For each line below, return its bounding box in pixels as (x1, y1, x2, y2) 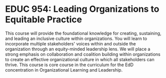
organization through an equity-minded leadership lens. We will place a (5, 46, 151, 52)
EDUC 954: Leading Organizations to (5, 3, 160, 15)
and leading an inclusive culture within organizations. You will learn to (5, 36, 147, 41)
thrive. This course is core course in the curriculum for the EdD (5, 62, 134, 68)
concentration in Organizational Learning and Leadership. (5, 67, 123, 73)
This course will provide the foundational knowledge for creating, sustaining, (5, 30, 162, 36)
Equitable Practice (5, 14, 82, 25)
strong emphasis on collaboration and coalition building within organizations (5, 51, 161, 57)
